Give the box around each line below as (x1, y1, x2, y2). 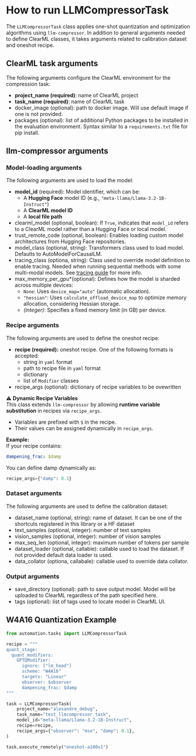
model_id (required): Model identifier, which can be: (14, 188, 140, 195)
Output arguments (6, 572, 60, 580)
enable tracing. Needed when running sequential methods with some (14, 263, 181, 270)
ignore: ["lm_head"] (21, 663, 72, 669)
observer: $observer (21, 679, 72, 685)
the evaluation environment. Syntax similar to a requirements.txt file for (14, 122, 188, 130)
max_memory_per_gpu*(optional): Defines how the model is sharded (14, 275, 180, 282)
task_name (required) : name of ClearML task (14, 98, 125, 105)
